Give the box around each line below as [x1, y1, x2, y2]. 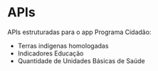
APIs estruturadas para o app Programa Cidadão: [7, 28, 152, 36]
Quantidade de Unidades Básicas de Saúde [17, 56, 145, 65]
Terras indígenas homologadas [17, 41, 109, 50]
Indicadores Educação [17, 49, 84, 58]
